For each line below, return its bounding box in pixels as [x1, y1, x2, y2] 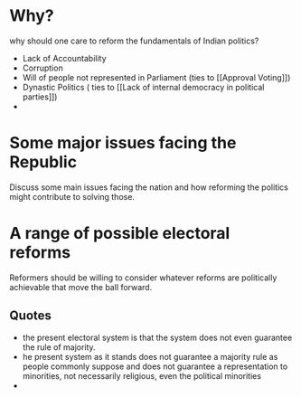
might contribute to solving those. [9, 191, 136, 202]
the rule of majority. [22, 341, 97, 353]
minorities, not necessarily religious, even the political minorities [22, 370, 262, 381]
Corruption [22, 62, 63, 73]
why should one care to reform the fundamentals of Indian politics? [9, 35, 259, 46]
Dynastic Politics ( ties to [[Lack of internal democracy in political [22, 81, 265, 92]
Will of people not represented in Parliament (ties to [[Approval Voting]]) [22, 71, 291, 82]
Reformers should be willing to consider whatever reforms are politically [9, 272, 277, 283]
